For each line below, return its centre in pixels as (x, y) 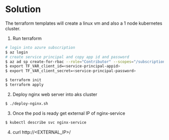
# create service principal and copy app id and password (67, 57)
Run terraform (27, 38)
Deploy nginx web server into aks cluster (55, 94)
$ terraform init (23, 80)
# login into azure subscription (40, 47)
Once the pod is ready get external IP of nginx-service (69, 113)
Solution (23, 9)
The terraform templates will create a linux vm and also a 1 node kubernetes (84, 23)
